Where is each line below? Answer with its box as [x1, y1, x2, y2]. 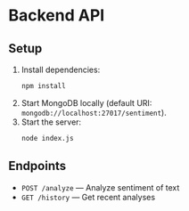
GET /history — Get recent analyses [21, 191, 156, 202]
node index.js [21, 134, 74, 142]
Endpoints [8, 158, 67, 174]
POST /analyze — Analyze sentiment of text [21, 182, 180, 192]
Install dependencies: [21, 64, 101, 75]
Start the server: [21, 117, 82, 127]
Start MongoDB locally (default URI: [21, 97, 152, 108]
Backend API [8, 5, 105, 26]
